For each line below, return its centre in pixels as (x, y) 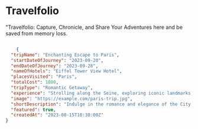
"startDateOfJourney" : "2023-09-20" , (57, 60)
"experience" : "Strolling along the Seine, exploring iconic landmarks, (102, 93)
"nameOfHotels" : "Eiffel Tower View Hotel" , (66, 71)
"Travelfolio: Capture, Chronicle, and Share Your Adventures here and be (94, 27)
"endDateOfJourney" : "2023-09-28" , (55, 66)
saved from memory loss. (37, 33)
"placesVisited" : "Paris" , (44, 77)
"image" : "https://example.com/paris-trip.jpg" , (72, 98)
